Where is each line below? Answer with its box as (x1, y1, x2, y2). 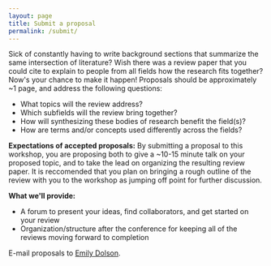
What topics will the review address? (19, 99, 144, 109)
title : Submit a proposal (8, 19, 96, 28)
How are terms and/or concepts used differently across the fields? (19, 125, 243, 135)
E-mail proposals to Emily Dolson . (8, 248, 121, 258)
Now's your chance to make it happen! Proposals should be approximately (8, 75, 257, 85)
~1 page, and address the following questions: (8, 84, 162, 93)
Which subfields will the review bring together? (19, 108, 178, 118)
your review (19, 216, 60, 225)
